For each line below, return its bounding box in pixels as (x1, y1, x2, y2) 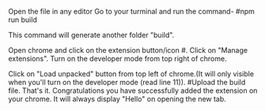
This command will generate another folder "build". (8, 31, 175, 39)
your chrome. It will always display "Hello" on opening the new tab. (8, 94, 227, 103)
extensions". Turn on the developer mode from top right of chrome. (8, 54, 227, 63)
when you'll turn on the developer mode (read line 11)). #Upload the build (8, 78, 246, 87)
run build (8, 15, 37, 24)
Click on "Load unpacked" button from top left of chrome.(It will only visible (8, 69, 255, 78)
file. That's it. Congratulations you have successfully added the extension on (8, 86, 258, 95)
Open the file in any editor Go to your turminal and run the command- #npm (8, 7, 255, 16)
